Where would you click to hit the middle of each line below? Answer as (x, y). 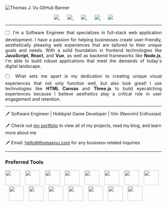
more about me (21, 133)
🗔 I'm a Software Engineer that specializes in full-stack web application (83, 33)
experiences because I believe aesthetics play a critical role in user (83, 94)
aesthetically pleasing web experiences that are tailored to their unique (83, 45)
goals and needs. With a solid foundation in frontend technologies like (83, 50)
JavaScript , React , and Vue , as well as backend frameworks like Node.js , (83, 55)
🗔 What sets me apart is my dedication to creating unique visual (83, 76)
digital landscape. (23, 66)
